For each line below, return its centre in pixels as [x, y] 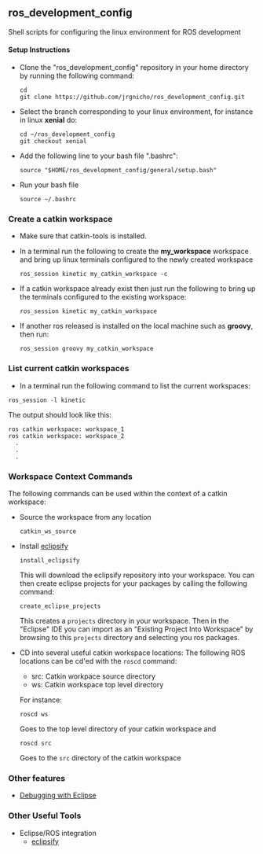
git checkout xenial [53, 142]
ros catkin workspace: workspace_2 [66, 436]
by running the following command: [77, 76]
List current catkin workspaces [69, 369]
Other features [37, 778]
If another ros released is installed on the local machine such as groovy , [136, 326]
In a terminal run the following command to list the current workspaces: [135, 385]
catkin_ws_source [48, 531]
